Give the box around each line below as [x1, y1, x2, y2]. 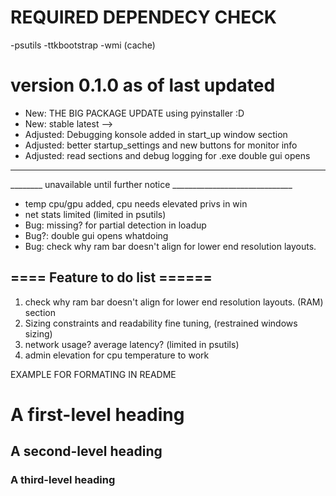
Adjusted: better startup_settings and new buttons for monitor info [24, 139, 298, 151]
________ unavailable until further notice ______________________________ [10, 178, 293, 190]
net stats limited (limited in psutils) [24, 208, 167, 220]
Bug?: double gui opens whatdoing [24, 229, 169, 241]
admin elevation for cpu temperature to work [24, 349, 210, 361]
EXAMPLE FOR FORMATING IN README [10, 368, 177, 380]
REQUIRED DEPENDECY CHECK [10, 6, 278, 29]
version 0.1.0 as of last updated [10, 74, 276, 97]
